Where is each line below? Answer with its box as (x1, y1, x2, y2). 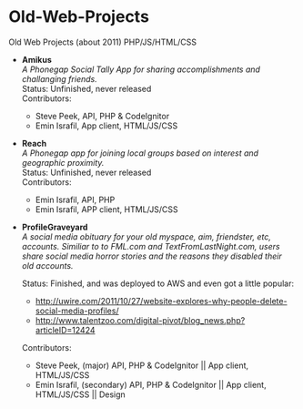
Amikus (21, 54, 52, 65)
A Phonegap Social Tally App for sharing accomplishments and (21, 64, 261, 75)
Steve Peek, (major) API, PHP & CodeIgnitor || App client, (35, 360, 249, 371)
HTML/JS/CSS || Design (35, 389, 126, 400)
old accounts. (21, 260, 74, 271)
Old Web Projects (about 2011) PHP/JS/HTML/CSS (8, 36, 197, 47)
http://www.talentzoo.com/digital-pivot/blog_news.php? (35, 314, 246, 325)
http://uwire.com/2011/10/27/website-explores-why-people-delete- (35, 295, 288, 306)
